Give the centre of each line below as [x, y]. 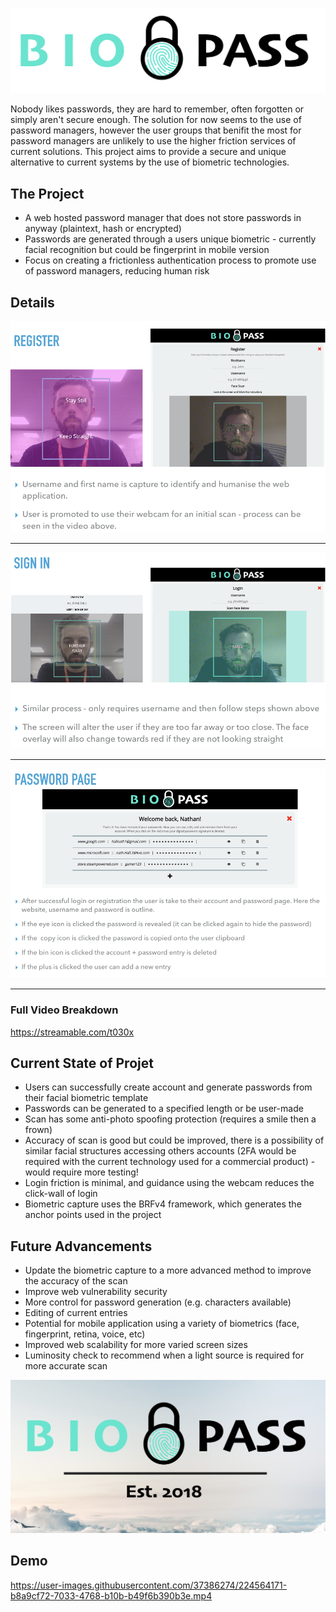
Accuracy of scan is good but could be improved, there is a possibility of [174, 1140]
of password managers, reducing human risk [117, 271]
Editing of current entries [76, 1313]
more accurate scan [66, 1366]
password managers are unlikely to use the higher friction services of [153, 141]
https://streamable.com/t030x [72, 1032]
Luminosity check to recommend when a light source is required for [164, 1355]
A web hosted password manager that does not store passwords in [163, 218]
